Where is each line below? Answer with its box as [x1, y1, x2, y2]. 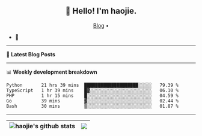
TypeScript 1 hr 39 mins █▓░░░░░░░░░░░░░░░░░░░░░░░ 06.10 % [6, 87, 179, 93]
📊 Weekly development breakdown [6, 68, 97, 75]
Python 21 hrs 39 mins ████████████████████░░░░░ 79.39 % [6, 82, 179, 88]
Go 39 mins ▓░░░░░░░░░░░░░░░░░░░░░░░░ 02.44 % [6, 98, 179, 104]
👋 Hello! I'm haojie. [65, 6, 137, 16]
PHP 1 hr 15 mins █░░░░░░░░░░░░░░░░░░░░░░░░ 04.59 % [6, 92, 179, 99]
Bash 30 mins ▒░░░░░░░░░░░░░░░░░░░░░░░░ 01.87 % [6, 103, 179, 109]
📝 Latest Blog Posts [6, 50, 56, 58]
